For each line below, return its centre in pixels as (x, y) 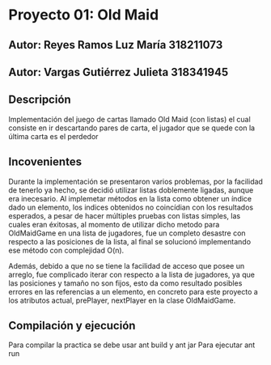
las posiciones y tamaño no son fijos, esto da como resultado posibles (125, 283)
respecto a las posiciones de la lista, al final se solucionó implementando (130, 241)
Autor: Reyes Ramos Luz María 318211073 (116, 45)
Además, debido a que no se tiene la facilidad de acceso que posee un (127, 265)
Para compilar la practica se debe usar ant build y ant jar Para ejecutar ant (132, 345)
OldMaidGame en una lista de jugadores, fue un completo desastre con (127, 233)
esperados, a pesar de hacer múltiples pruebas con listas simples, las (125, 215)
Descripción (40, 100)
